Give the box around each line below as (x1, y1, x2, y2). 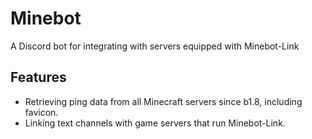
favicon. (24, 106, 59, 118)
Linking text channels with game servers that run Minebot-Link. (24, 117, 286, 129)
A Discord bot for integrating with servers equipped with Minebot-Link (10, 40, 300, 52)
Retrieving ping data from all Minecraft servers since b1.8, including (24, 95, 303, 107)
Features (10, 69, 67, 86)
